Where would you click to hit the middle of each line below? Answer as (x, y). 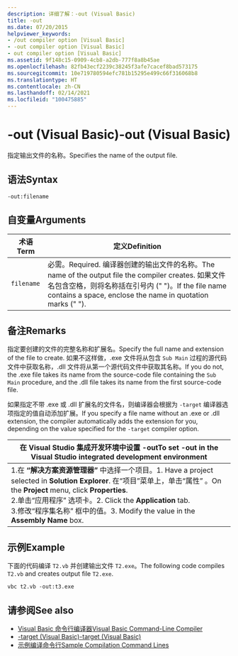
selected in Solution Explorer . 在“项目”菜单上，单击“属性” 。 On (116, 481)
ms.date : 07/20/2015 (38, 27)
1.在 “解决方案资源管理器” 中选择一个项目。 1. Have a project (112, 470)
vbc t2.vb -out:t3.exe (41, 587)
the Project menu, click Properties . (69, 490)
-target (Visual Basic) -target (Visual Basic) (79, 636)
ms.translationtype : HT (42, 80)
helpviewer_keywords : (39, 34)
